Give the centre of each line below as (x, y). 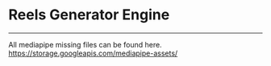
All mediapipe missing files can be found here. (85, 44)
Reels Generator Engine (89, 15)
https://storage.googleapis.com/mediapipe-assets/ (93, 53)
